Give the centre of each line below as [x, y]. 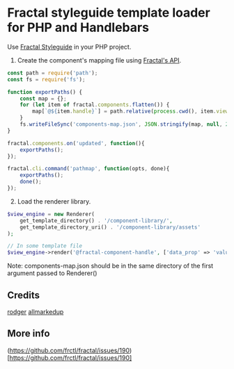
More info [29, 334]
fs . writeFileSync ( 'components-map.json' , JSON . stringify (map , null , [121, 124]
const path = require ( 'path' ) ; [53, 73]
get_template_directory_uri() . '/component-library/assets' [110, 227]
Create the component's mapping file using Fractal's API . [99, 60]
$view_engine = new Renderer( [51, 214]
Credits [24, 295]
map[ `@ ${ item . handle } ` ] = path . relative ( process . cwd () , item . [124, 112]
